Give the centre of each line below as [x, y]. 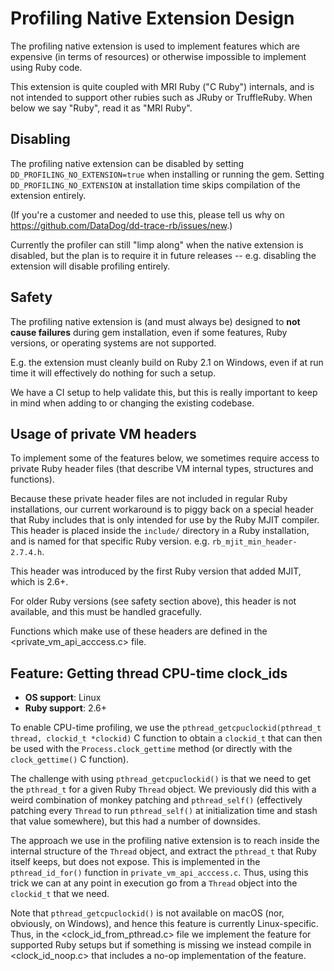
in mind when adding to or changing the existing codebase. [132, 403]
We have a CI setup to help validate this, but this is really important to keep [164, 392]
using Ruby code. [46, 67]
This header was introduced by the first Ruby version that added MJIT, [156, 571]
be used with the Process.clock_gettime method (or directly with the [151, 749]
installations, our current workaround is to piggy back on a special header [162, 509]
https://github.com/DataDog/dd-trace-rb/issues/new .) [121, 225]
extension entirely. [48, 195]
